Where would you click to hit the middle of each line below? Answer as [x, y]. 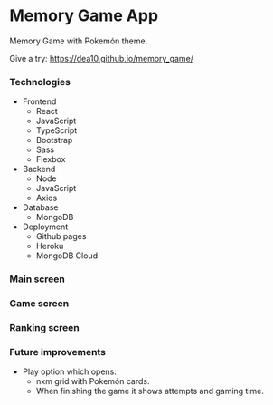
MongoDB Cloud [66, 256]
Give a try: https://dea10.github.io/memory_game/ [102, 58]
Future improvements [58, 352]
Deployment [45, 227]
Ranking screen [44, 328]
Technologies [40, 82]
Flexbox [51, 159]
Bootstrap [54, 140]
